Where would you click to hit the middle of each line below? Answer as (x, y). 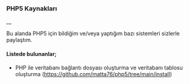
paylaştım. (19, 40)
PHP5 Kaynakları (32, 9)
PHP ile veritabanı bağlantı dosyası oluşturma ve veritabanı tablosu (99, 68)
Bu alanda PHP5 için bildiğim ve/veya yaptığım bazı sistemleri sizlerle (93, 33)
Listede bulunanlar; (31, 54)
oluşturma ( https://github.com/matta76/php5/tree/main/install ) (94, 74)
